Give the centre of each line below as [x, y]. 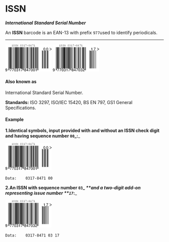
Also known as [21, 81]
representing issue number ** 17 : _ [41, 193]
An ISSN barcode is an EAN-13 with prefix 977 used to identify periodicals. [81, 32]
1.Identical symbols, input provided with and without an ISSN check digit [82, 131]
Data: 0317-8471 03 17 [32, 235]
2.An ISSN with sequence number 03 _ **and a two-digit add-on [73, 188]
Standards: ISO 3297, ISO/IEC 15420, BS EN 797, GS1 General [69, 103]
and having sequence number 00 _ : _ [43, 136]
